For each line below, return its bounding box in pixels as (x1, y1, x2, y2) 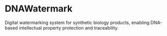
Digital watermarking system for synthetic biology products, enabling (5, 19, 150, 25)
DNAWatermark (5, 3, 73, 14)
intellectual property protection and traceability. (19, 24, 119, 30)
